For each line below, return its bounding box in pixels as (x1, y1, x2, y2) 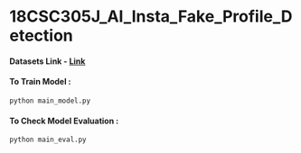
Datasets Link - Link (9, 56, 86, 67)
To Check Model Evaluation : (9, 115, 119, 126)
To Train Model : (9, 76, 71, 87)
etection (9, 25, 74, 46)
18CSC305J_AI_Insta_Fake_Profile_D (9, 6, 293, 27)
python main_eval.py (9, 135, 88, 145)
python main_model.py (9, 96, 91, 105)
